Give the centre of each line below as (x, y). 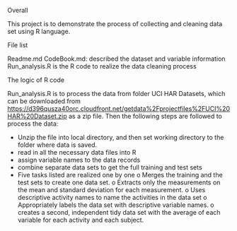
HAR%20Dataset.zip (37, 116)
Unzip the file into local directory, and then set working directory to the (121, 137)
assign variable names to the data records (79, 160)
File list (18, 45)
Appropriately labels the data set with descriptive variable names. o (116, 205)
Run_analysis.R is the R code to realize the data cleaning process (102, 66)
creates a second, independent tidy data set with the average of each (119, 212)
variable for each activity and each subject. (81, 220)
